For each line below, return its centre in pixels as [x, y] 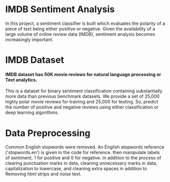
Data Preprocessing [48, 133]
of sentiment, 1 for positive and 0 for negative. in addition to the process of [83, 158]
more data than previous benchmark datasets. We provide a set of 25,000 [82, 96]
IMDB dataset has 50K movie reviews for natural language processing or [83, 74]
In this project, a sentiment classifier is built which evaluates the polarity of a [85, 23]
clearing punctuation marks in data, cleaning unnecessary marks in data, [81, 163]
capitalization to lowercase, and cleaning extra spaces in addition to [76, 169]
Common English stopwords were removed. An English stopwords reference [85, 147]
